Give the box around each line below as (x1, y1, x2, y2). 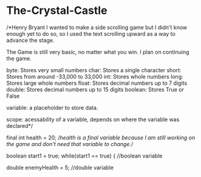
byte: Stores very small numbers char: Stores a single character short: (6, 66, 182, 73)
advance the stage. (6, 36, 55, 44)
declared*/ (6, 122, 33, 129)
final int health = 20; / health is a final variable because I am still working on (6, 134, 196, 141)
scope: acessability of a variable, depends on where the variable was (6, 116, 180, 123)
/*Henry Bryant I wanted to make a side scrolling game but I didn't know (6, 24, 188, 31)
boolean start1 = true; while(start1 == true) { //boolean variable (6, 152, 163, 159)
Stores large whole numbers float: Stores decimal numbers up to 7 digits (6, 79, 187, 87)
